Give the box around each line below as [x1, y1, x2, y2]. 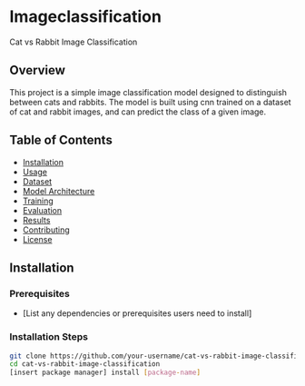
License [22, 233, 53, 244]
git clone [9, 351, 47, 361]
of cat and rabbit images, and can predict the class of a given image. [9, 106, 267, 117]
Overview [9, 63, 66, 78]
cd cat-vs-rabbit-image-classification [9, 360, 161, 369]
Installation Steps [9, 331, 89, 343]
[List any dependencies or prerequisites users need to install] [22, 308, 252, 319]
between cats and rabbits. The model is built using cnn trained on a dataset [9, 96, 292, 107]
